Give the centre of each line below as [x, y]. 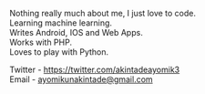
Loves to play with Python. [59, 52]
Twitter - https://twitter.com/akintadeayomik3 [95, 69]
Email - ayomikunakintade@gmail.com [81, 79]
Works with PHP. [41, 42]
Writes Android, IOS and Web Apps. [76, 32]
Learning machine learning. [61, 23]
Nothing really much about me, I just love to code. [103, 13]
